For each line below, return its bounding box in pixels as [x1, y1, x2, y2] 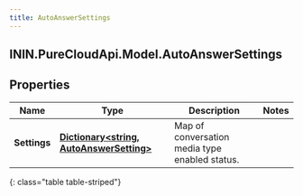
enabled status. [174, 153, 240, 165]
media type [174, 142, 223, 154]
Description [188, 104, 241, 117]
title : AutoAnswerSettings [9, 13, 111, 23]
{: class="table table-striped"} [9, 176, 122, 187]
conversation [174, 130, 230, 143]
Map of [174, 119, 205, 132]
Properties [9, 78, 70, 93]
